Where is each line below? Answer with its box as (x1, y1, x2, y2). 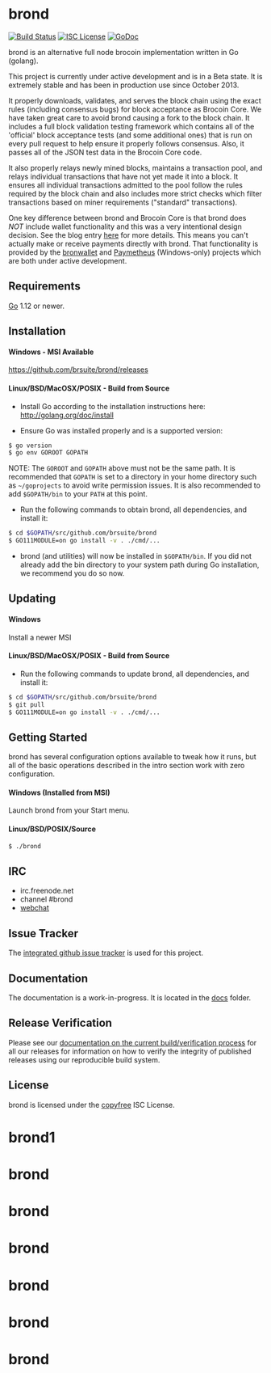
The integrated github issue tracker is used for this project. (8, 948, 204, 958)
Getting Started (8, 730, 88, 744)
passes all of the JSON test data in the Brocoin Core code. (8, 147, 202, 157)
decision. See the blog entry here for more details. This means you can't (8, 230, 248, 239)
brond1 (8, 1128, 56, 1147)
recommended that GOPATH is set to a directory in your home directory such (8, 472, 256, 482)
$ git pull (8, 700, 45, 708)
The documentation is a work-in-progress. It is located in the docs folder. (8, 993, 252, 1003)
